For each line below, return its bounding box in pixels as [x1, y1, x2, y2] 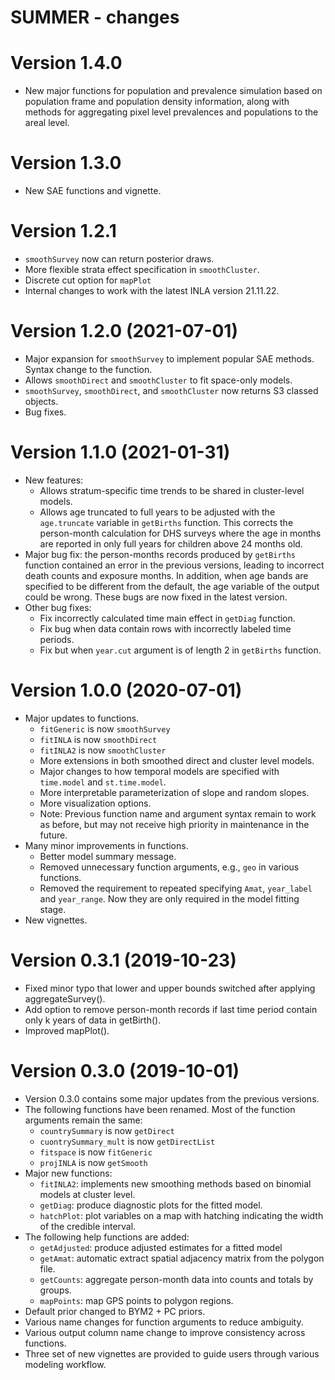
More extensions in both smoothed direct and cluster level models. [39, 754, 315, 766]
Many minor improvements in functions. [24, 839, 189, 851]
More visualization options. [39, 797, 152, 809]
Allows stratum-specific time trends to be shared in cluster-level [39, 484, 305, 496]
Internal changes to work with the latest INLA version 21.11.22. [24, 285, 280, 296]
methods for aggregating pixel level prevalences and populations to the [24, 106, 319, 118]
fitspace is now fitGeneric [39, 1146, 153, 1158]
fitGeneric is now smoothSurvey [39, 722, 171, 735]
